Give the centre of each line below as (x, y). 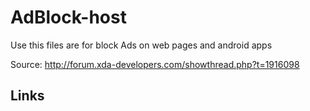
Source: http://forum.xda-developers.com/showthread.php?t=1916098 (155, 64)
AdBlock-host (68, 17)
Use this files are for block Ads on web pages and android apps (141, 45)
